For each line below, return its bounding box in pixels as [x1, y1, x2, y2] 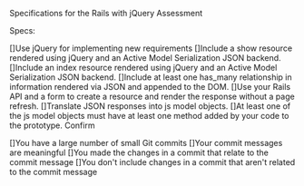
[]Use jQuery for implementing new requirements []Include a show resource [9, 43, 293, 54]
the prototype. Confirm [9, 120, 95, 131]
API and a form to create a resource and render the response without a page [9, 91, 295, 102]
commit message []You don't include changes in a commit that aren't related [9, 157, 296, 167]
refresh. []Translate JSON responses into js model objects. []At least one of [9, 101, 291, 112]
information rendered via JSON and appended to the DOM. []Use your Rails [9, 82, 291, 92]
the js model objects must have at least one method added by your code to [9, 111, 289, 121]
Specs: [9, 25, 36, 35]
